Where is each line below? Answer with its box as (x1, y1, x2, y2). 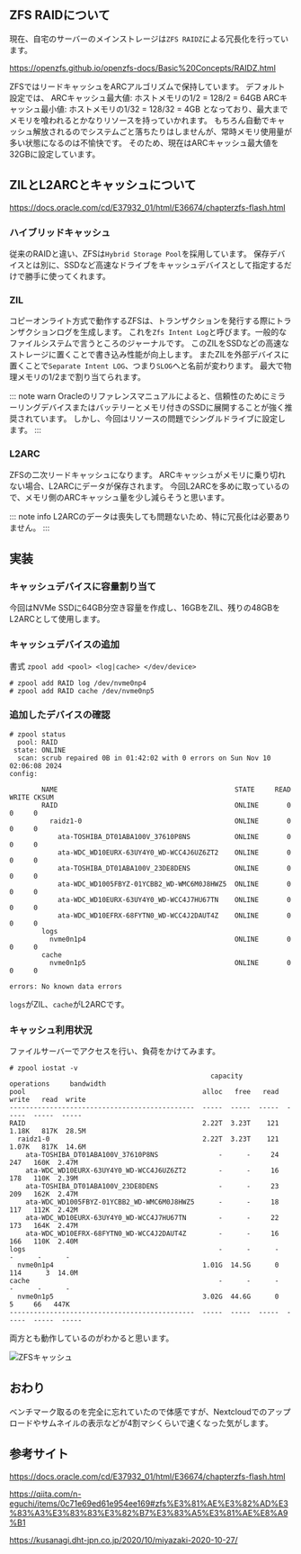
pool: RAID (17, 737, 58, 746)
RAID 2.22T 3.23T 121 (9, 1119, 279, 1128)
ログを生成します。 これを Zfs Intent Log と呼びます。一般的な (56, 327, 288, 338)
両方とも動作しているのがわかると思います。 (9, 1333, 174, 1343)
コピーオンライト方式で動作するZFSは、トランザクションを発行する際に (9, 315, 277, 326)
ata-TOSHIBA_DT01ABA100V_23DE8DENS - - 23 (25, 1182, 279, 1191)
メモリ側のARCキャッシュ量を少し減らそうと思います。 (24, 492, 229, 502)
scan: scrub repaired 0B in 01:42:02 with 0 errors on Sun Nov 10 (17, 754, 271, 763)
